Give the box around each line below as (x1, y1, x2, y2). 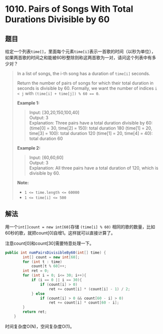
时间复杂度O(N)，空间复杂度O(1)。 (5, 323, 75, 329)
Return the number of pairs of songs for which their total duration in (17, 80, 154, 86)
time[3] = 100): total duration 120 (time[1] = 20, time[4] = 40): (29, 130, 153, 136)
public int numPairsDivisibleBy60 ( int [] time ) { (5, 250, 106, 255)
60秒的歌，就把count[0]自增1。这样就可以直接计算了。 (5, 230, 116, 236)
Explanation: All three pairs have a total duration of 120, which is (29, 165, 159, 171)
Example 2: (17, 145, 41, 151)
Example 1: (17, 100, 40, 106)
